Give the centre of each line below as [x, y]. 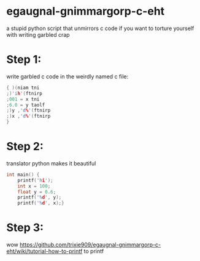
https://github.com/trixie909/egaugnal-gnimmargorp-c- [90, 245]
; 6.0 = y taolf [26, 105]
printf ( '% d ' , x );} [41, 203]
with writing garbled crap [38, 34]
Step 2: [25, 147]
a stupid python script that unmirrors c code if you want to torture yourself [100, 28]
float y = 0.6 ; [37, 192]
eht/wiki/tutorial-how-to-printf [44, 251]
